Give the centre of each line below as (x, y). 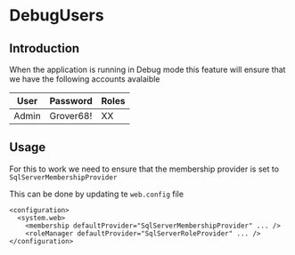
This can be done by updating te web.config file (97, 194)
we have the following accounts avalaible (85, 79)
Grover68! (71, 116)
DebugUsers (57, 16)
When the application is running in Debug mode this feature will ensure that (147, 69)
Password (71, 101)
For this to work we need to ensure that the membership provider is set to (144, 169)
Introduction (45, 48)
